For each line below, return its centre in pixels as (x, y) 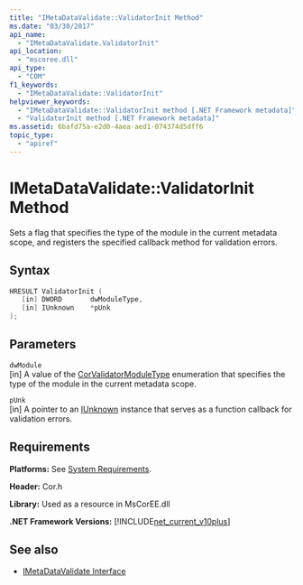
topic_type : (32, 135)
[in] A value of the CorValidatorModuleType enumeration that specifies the (147, 374)
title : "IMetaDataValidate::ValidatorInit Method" (106, 18)
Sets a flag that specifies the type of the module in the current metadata (143, 232)
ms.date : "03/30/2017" (52, 26)
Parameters (43, 344)
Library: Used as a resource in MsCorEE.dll (90, 504)
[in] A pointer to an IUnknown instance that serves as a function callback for (151, 409)
